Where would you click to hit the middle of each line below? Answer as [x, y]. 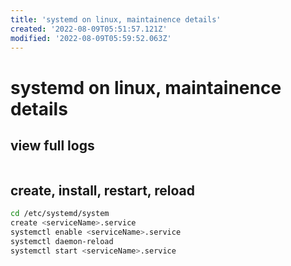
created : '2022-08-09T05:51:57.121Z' [89, 29]
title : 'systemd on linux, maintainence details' [116, 19]
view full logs [52, 145]
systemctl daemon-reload [62, 241]
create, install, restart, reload [102, 190]
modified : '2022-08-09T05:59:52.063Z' [91, 38]
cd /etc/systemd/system [60, 214]
